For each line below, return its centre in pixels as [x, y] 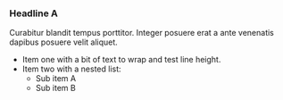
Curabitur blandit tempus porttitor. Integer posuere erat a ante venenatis [141, 33]
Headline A [33, 13]
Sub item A [56, 79]
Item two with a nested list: [72, 69]
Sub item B [55, 88]
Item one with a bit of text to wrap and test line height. [121, 60]
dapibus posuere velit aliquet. [63, 42]
